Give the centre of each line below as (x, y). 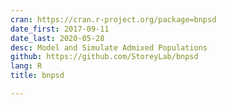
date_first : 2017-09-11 (60, 29)
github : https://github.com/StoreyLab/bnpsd (104, 57)
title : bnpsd (37, 76)
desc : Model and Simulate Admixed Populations (109, 47)
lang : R (26, 66)
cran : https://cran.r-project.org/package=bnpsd (113, 19)
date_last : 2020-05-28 (57, 38)
